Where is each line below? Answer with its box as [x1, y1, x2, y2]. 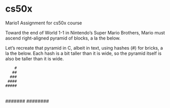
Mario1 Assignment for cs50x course [5, 20, 82, 26]
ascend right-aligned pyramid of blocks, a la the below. [5, 35, 121, 41]
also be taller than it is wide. [5, 55, 64, 61]
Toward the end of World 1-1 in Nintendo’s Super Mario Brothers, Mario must [5, 29, 165, 35]
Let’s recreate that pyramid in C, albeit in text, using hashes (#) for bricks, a [5, 45, 163, 51]
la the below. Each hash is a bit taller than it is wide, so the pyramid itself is [5, 50, 162, 56]
